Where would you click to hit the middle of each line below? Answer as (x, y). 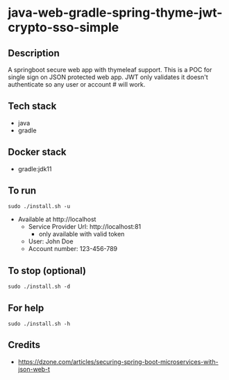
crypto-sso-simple (63, 27)
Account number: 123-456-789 (73, 249)
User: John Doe (51, 241)
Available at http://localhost (57, 219)
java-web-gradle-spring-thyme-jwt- (115, 13)
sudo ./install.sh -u (39, 207)
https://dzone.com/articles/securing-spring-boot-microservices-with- (118, 361)
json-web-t (34, 369)
